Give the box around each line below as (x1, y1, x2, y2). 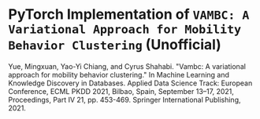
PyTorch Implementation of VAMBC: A (8, 5, 250, 23)
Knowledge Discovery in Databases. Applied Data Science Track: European (8, 78, 253, 88)
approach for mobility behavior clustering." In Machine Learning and (8, 70, 230, 79)
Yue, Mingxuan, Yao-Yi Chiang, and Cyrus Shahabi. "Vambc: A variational (8, 61, 247, 71)
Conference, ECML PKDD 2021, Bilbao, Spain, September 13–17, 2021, (8, 86, 235, 96)
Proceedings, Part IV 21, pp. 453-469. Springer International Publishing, (8, 95, 242, 104)
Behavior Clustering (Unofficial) (8, 36, 222, 54)
